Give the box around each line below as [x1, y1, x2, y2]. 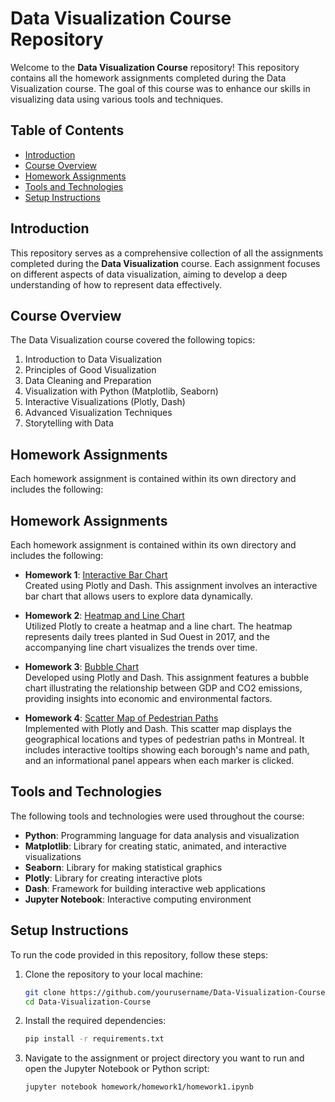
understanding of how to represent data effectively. [10, 278, 222, 291]
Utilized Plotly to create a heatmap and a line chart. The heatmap [24, 620, 293, 632]
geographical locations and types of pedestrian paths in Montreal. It [24, 733, 305, 745]
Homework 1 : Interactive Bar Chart [24, 569, 168, 581]
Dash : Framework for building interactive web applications [24, 882, 266, 894]
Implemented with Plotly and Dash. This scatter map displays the [24, 723, 292, 734]
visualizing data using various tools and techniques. [10, 93, 224, 105]
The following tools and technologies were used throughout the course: [10, 810, 305, 822]
